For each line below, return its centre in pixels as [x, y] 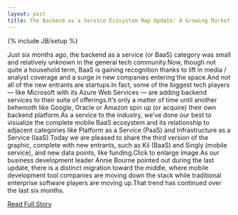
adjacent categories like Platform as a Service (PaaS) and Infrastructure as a [119, 130]
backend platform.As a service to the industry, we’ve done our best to [109, 115]
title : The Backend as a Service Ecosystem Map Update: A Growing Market [119, 21]
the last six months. [36, 190]
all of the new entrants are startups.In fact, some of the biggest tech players [119, 84]
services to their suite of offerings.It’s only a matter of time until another [112, 99]
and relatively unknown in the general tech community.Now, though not [112, 62]
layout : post [27, 14]
